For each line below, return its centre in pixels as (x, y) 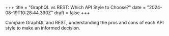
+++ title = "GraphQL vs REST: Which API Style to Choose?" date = (76, 7)
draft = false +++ (72, 13)
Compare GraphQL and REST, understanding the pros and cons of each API (84, 23)
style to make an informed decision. (43, 28)
